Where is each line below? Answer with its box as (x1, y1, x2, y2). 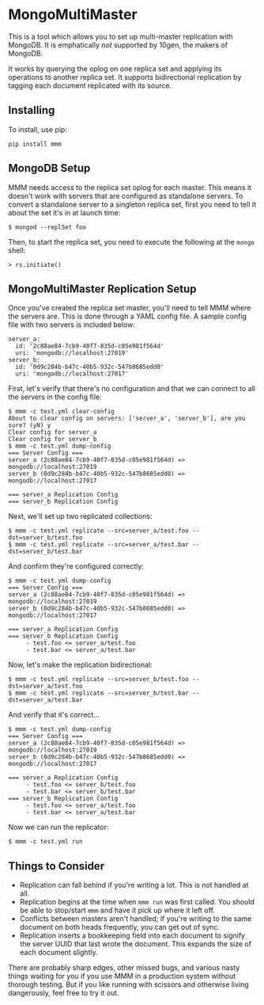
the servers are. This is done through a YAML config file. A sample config (8, 311, 247, 322)
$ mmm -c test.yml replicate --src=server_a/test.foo (8, 527, 190, 535)
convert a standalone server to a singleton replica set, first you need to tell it (8, 200, 257, 209)
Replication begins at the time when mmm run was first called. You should (19, 897, 255, 907)
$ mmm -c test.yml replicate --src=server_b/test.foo (8, 676, 190, 683)
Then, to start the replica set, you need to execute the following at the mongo (8, 237, 255, 246)
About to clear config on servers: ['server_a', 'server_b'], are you (8, 414, 246, 423)
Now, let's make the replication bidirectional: (8, 660, 153, 670)
